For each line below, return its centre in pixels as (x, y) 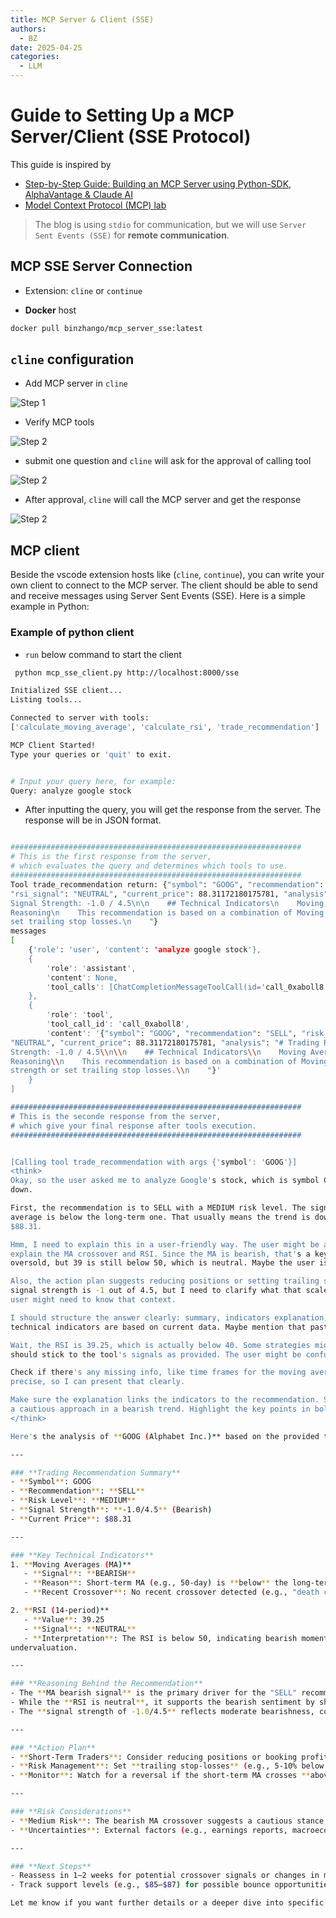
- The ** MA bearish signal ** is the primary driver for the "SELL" (154, 1693)
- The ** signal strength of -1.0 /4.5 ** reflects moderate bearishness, (162, 1711)
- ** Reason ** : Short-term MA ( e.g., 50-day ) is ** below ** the (156, 1583)
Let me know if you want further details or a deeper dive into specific (167, 1903)
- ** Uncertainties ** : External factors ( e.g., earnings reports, (149, 1830)
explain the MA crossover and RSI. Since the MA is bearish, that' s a (160, 1254)
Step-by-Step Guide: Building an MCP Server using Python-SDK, (158, 183)
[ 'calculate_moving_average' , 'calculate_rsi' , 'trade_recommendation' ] (165, 727)
